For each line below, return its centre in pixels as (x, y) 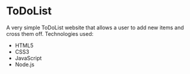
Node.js (25, 64)
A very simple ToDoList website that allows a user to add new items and (95, 27)
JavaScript (28, 58)
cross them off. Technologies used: (50, 33)
